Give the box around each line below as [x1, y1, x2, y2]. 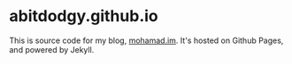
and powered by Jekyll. [9, 44, 95, 54]
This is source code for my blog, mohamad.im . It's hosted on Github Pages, [9, 35, 284, 46]
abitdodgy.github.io [9, 6, 158, 26]
